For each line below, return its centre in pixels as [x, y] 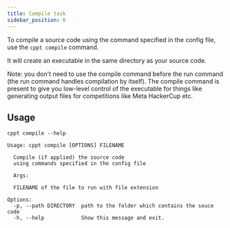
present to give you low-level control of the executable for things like [105, 88]
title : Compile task [37, 13]
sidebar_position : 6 [37, 20]
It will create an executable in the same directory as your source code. [107, 60]
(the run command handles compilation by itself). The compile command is [113, 81]
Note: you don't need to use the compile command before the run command [115, 74]
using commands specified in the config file [80, 164]
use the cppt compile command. [53, 47]
